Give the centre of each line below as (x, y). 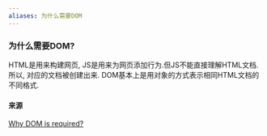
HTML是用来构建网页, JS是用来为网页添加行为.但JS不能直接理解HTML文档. (133, 65)
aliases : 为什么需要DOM (45, 16)
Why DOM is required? (46, 124)
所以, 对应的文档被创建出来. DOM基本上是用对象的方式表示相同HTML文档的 (134, 74)
